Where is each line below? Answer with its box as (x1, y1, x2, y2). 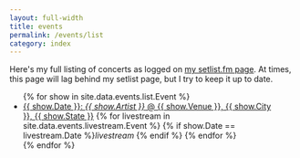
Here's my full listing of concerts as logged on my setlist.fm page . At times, (9, 64, 292, 75)
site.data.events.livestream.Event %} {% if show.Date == (22, 121, 236, 132)
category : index (9, 38, 71, 48)
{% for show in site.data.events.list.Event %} (22, 91, 191, 102)
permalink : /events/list (9, 30, 104, 39)
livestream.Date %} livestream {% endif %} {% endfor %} (22, 130, 237, 142)
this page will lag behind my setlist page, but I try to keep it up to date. (9, 74, 274, 85)
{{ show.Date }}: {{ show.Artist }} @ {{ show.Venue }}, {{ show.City (22, 101, 272, 112)
